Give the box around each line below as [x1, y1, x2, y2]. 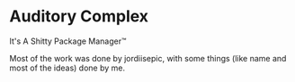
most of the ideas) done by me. [9, 62, 126, 73]
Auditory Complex [9, 6, 149, 27]
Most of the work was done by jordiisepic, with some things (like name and [9, 53, 287, 63]
